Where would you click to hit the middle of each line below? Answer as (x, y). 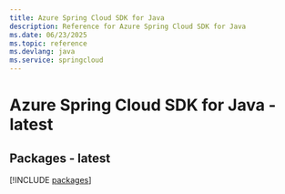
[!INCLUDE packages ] (51, 180)
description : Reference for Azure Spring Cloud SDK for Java (128, 26)
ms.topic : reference (49, 43)
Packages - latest (60, 158)
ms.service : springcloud (56, 60)
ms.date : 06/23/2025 (49, 35)
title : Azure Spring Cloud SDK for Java (87, 18)
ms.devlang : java (42, 52)
